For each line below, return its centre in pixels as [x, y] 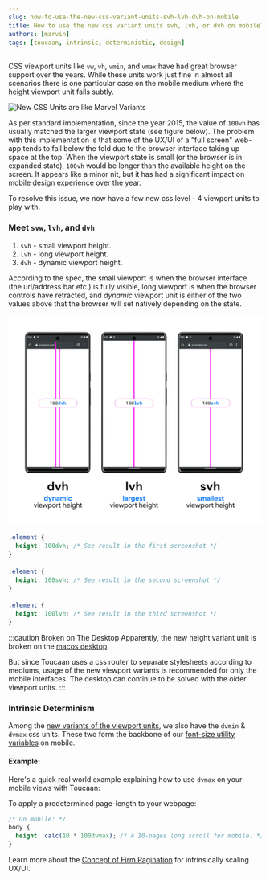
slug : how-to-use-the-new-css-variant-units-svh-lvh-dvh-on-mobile [124, 17]
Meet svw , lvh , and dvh [51, 227]
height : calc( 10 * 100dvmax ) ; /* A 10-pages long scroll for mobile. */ [140, 836]
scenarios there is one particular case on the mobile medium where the [126, 84]
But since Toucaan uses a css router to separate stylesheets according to [130, 662]
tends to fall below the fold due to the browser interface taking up [131, 149]
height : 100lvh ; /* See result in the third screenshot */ [117, 614]
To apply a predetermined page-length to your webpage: [102, 803]
